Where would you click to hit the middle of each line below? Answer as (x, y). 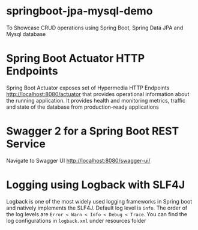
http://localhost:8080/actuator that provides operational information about (98, 94)
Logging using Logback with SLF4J (96, 185)
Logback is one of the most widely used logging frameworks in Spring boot (99, 201)
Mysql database (26, 34)
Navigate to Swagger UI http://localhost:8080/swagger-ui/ (79, 160)
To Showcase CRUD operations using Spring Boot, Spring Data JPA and (95, 28)
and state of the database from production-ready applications (82, 107)
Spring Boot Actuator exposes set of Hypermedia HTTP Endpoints (88, 88)
